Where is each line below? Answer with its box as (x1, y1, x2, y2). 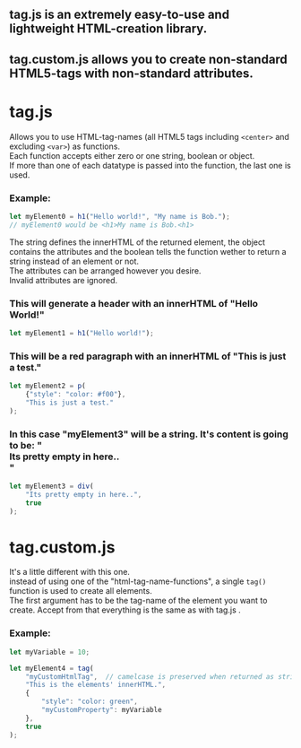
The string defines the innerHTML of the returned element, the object (9, 237, 266, 248)
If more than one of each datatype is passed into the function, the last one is (9, 160, 291, 170)
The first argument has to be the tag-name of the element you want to (9, 596, 268, 606)
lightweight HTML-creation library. (9, 22, 208, 37)
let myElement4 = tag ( (9, 664, 94, 673)
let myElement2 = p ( (9, 381, 87, 391)
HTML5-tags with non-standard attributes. (9, 65, 254, 81)
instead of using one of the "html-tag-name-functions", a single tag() (9, 576, 267, 587)
